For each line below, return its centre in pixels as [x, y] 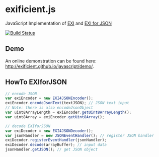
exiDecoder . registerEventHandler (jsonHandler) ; [56, 140]
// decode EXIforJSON [28, 126]
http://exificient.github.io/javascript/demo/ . [50, 66]
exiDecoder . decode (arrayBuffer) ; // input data [56, 145]
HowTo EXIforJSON [36, 82]
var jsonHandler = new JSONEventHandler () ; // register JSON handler [80, 135]
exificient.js [30, 9]
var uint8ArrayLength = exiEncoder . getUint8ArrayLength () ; [68, 112]
